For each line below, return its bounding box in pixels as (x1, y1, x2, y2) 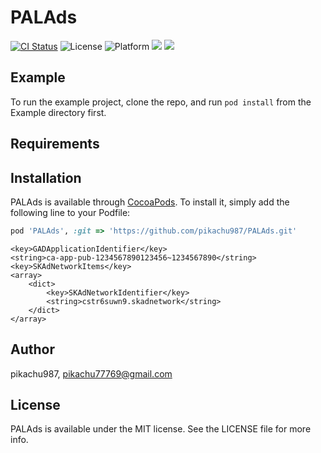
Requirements (10, 136, 100, 153)
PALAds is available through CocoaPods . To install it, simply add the (10, 196, 290, 208)
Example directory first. (10, 106, 107, 118)
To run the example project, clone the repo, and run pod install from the (10, 96, 312, 108)
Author (10, 341, 55, 358)
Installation (10, 169, 82, 186)
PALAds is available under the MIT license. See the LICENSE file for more (10, 423, 312, 435)
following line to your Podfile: (10, 206, 131, 218)
